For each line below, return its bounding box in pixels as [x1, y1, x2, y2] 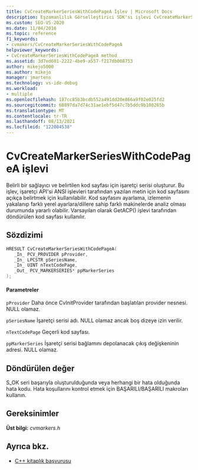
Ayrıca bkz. [6, 442, 49, 452]
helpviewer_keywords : [6, 47, 60, 53]
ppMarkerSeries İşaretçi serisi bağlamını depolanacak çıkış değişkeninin [6, 340, 179, 347]
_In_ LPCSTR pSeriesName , [14, 257, 78, 263]
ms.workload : [6, 86, 38, 92]
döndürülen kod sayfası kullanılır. [6, 213, 86, 220]
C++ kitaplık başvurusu [14, 457, 72, 464]
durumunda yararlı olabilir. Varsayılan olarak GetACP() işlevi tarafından [6, 206, 177, 213]
